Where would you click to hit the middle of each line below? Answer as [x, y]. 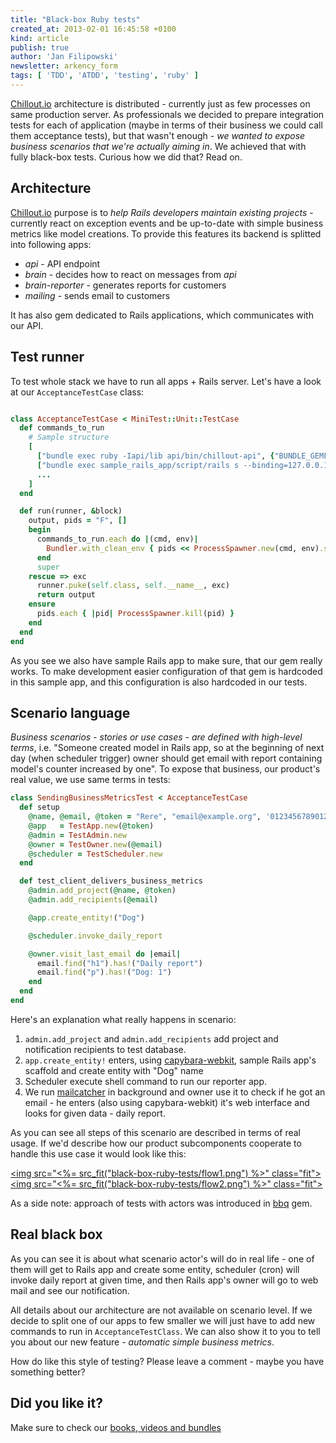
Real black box [56, 1234]
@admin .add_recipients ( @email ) [93, 900]
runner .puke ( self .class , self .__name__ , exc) [133, 586]
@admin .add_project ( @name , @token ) [102, 891]
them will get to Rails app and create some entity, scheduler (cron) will [155, 1269]
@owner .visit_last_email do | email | [105, 954]
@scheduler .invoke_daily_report [95, 936]
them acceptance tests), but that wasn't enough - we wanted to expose [158, 135]
